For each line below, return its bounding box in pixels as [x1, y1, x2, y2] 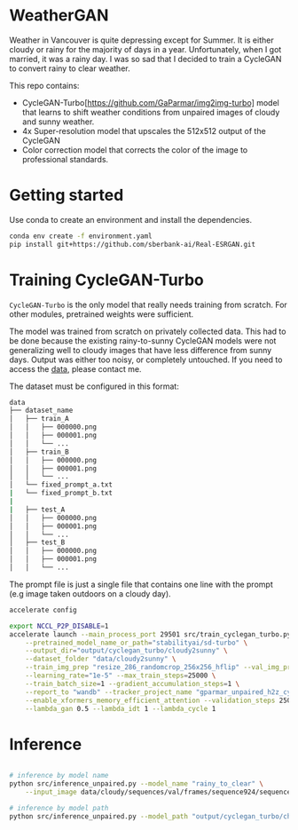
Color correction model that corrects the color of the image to [21, 144, 248, 155]
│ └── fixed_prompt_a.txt [9, 480, 114, 489]
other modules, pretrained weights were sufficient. [9, 308, 194, 320]
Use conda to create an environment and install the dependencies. [9, 214, 253, 225]
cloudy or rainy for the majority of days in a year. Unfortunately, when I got [9, 43, 282, 54]
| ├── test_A [9, 505, 66, 514]
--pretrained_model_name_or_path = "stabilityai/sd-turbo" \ [25, 638, 248, 647]
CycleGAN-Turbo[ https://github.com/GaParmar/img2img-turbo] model [21, 97, 279, 107]
